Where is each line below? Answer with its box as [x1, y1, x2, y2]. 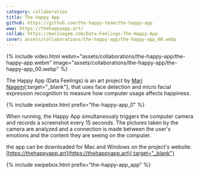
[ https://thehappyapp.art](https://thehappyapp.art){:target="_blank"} [6, 150, 175, 157]
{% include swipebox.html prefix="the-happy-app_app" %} [6, 161, 151, 168]
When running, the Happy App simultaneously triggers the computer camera [6, 113, 194, 120]
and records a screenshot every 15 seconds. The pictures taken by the [6, 119, 179, 126]
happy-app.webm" [6, 59, 52, 66]
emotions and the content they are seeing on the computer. [6, 132, 151, 139]
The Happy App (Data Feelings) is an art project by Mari [6, 77, 143, 84]
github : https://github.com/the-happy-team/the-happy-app [6, 20, 153, 26]
